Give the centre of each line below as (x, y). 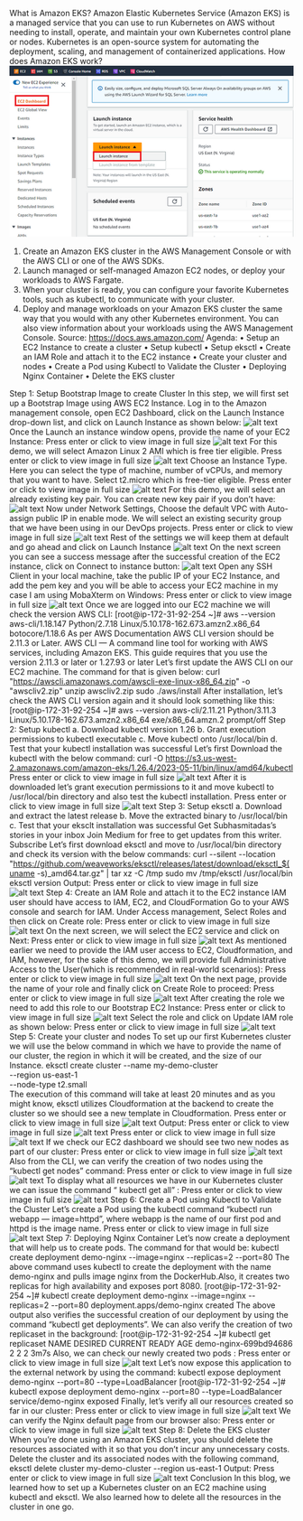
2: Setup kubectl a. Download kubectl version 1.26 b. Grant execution (138, 729)
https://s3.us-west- (201, 758)
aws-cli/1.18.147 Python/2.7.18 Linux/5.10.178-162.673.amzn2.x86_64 (135, 623)
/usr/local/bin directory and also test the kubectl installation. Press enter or (148, 796)
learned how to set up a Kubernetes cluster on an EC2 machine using (138, 1487)
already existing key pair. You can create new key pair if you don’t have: (142, 499)
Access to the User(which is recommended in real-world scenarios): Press (148, 969)
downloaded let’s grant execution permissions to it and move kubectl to (142, 787)
